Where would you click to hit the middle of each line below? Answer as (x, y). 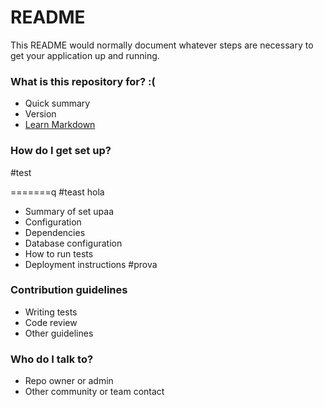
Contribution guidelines (69, 290)
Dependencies (55, 232)
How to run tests (59, 253)
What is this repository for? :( (83, 81)
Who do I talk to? (52, 359)
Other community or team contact (94, 392)
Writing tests (51, 312)
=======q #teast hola (57, 192)
